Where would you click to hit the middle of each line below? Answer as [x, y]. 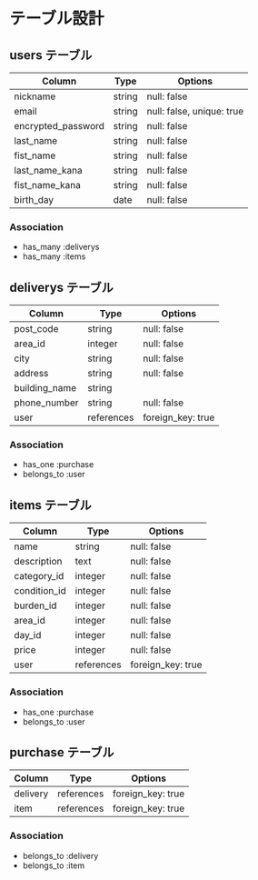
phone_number [46, 403]
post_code [36, 329]
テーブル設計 [57, 19]
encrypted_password [59, 126]
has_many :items [54, 256]
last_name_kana [49, 170]
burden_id [35, 605]
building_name [45, 388]
